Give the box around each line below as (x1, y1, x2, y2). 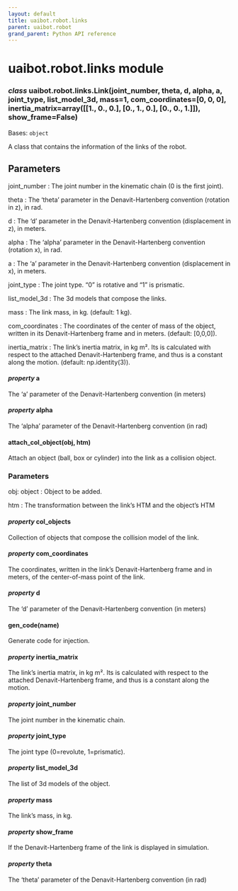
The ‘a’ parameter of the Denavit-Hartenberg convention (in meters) (8, 390, 206, 398)
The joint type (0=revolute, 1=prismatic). (8, 747, 125, 756)
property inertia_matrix (8, 652, 79, 661)
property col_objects (8, 518, 72, 526)
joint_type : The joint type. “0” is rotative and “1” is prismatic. (8, 280, 185, 289)
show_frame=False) (8, 113, 79, 123)
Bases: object (8, 128, 49, 137)
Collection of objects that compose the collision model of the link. (8, 533, 200, 542)
